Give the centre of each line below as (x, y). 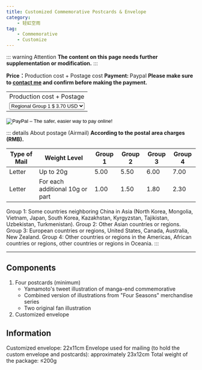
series (32, 301)
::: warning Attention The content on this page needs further (82, 57)
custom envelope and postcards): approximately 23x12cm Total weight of (97, 354)
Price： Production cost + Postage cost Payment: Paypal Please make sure (100, 76)
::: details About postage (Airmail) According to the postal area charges (96, 133)
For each (51, 181)
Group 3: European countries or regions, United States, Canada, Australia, (98, 230)
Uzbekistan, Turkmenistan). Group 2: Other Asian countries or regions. (94, 224)
